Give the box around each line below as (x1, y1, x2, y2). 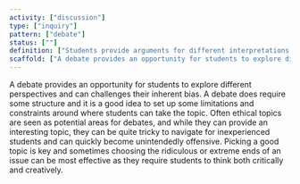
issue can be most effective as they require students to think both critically (9, 155, 284, 165)
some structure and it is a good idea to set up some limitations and (9, 98, 254, 108)
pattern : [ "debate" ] (9, 29, 87, 38)
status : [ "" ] (9, 38, 58, 47)
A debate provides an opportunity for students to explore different (9, 79, 252, 89)
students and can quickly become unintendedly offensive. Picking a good (9, 136, 279, 146)
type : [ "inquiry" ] (9, 21, 78, 30)
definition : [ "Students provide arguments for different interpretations (9, 46, 290, 55)
